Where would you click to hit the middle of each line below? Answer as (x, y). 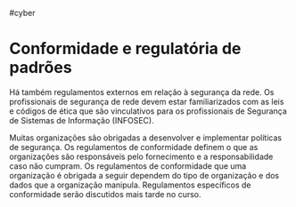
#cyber (22, 13)
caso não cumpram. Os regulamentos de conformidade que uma (128, 166)
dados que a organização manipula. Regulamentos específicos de (130, 185)
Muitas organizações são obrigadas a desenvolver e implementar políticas (146, 138)
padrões (41, 68)
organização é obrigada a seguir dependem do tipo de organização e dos (144, 175)
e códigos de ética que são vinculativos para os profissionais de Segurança (148, 111)
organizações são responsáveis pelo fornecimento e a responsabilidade (141, 156)
